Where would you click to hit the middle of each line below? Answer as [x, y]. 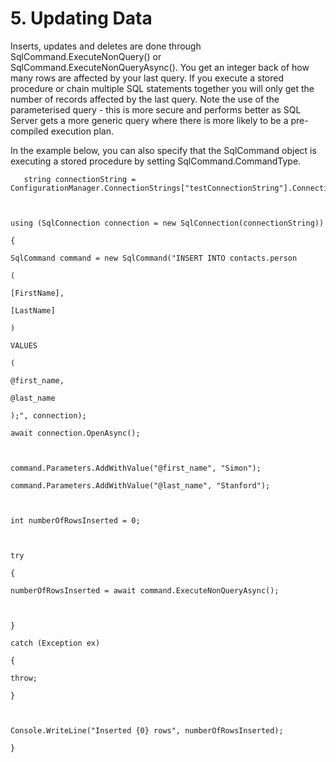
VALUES [24, 345]
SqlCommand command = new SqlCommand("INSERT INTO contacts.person [154, 258]
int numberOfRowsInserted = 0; [75, 520]
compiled [29, 131]
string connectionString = [80, 179]
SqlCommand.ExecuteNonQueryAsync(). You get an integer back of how [160, 67]
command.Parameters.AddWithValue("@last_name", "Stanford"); [140, 485]
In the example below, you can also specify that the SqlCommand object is [163, 150]
